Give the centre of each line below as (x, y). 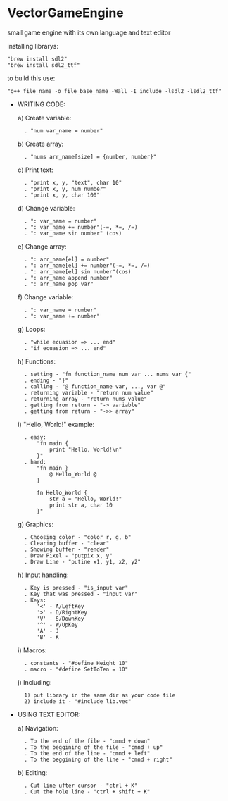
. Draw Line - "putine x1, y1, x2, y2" (82, 561)
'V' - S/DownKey (60, 619)
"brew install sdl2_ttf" (44, 65)
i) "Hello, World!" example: (56, 424)
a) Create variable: (44, 118)
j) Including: (34, 682)
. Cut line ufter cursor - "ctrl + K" (81, 786)
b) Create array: (40, 144)
